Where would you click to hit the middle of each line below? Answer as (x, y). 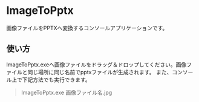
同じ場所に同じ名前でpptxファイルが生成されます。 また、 (99, 72)
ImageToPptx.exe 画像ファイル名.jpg (67, 92)
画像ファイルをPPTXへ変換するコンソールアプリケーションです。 (87, 28)
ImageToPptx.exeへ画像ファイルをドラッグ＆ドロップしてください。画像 (96, 65)
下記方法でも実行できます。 (56, 80)
